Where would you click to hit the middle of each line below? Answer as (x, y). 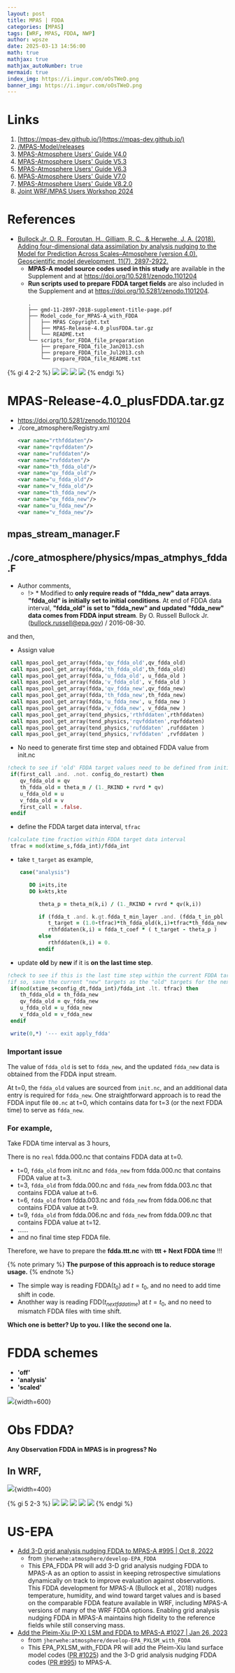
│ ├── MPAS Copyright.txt (69, 323)
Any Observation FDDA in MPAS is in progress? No (82, 1449)
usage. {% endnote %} (41, 1272)
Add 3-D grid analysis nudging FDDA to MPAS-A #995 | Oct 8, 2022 (115, 1551)
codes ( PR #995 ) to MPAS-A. (70, 1663)
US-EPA (30, 1531)
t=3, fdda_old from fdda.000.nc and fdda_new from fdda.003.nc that (114, 1185)
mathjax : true (28, 59)
